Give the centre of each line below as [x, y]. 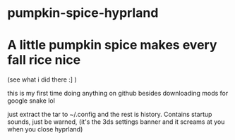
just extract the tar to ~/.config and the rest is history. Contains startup [110, 115]
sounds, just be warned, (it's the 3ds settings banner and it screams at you [116, 122]
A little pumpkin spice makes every [112, 45]
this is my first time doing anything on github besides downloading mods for [118, 94]
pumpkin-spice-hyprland [83, 13]
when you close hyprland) [45, 129]
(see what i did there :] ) [42, 79]
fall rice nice [44, 60]
